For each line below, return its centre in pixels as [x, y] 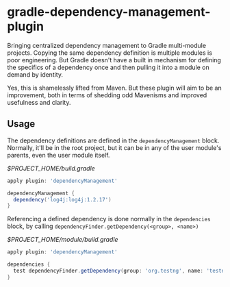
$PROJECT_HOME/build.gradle [51, 168]
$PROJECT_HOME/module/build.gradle [63, 240]
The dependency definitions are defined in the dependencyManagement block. [113, 140]
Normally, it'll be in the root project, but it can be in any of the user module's [114, 147]
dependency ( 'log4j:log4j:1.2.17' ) [62, 199]
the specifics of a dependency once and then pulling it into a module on [108, 67]
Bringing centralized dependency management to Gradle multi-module [107, 45]
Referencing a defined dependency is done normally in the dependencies [109, 219]
